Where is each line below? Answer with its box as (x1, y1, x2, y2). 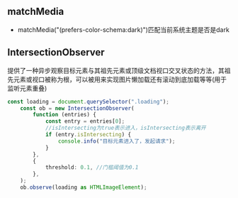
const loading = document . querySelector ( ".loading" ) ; (7, 98, 170, 105)
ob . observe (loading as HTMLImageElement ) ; (20, 184, 147, 191)
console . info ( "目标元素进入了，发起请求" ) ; (57, 138, 176, 145)
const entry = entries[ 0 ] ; (45, 118, 125, 125)
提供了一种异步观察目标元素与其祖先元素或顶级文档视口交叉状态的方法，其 (7, 66, 225, 75)
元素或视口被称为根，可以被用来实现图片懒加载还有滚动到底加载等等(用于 (13, 75, 227, 84)
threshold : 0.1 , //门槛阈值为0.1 (45, 164, 139, 171)
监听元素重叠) (7, 84, 47, 92)
